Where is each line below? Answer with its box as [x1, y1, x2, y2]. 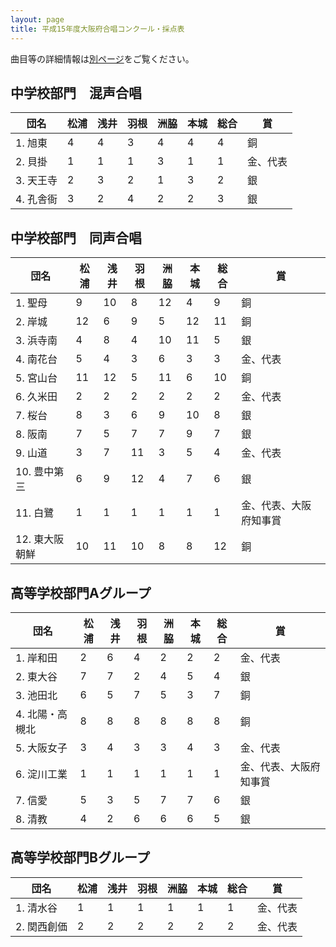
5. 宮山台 [15, 371, 58, 385]
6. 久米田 [15, 390, 58, 404]
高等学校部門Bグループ [10, 849, 150, 866]
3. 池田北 [15, 688, 58, 702]
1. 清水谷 [15, 901, 58, 915]
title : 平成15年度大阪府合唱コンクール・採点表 [10, 24, 185, 34]
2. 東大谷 [15, 669, 58, 683]
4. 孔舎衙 [15, 192, 58, 206]
